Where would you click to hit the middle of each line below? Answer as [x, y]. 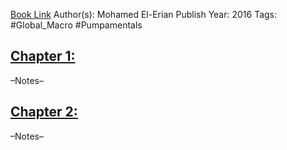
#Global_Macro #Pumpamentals [76, 25]
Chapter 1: [43, 56]
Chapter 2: [44, 112]
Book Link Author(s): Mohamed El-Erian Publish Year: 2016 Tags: [144, 14]
